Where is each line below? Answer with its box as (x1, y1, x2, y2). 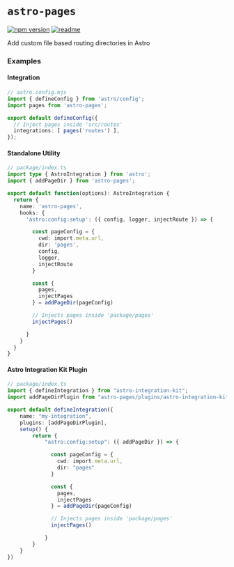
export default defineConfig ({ (7, 114, 98, 121)
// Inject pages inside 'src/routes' (13, 121, 123, 128)
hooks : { (19, 209, 45, 217)
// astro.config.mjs (7, 89, 68, 96)
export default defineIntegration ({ (7, 406, 114, 414)
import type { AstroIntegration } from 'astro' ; (7, 171, 151, 178)
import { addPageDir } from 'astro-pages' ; (7, 178, 136, 185)
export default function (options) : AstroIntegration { (7, 190, 170, 197)
